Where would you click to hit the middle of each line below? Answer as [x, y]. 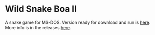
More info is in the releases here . [38, 27]
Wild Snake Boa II [41, 9]
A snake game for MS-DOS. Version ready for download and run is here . [78, 22]
